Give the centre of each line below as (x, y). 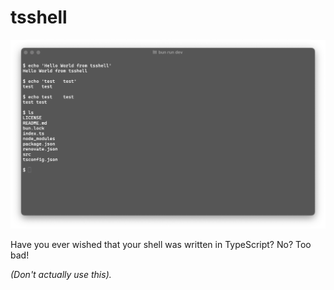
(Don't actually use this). (61, 274)
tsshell (39, 17)
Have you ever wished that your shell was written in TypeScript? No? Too (161, 244)
